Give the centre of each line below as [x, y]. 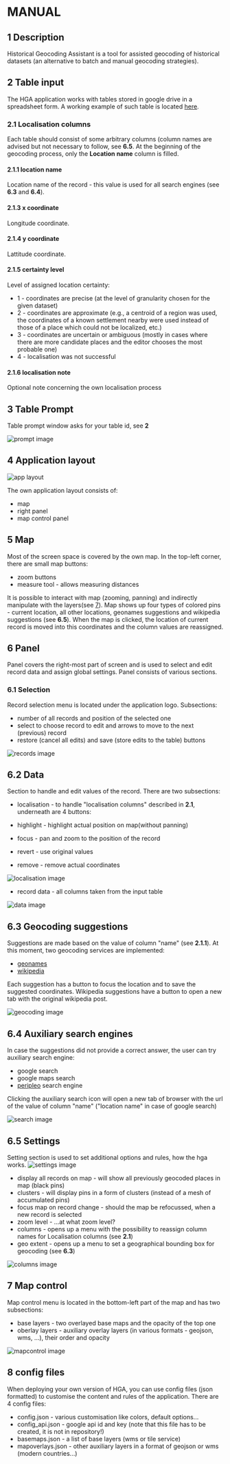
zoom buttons [37, 577]
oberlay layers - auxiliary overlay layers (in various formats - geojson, [115, 1330]
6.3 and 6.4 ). [26, 192]
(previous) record [42, 732]
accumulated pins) [43, 1200]
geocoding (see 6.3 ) [46, 1251]
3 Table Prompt [41, 409]
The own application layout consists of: [62, 490]
